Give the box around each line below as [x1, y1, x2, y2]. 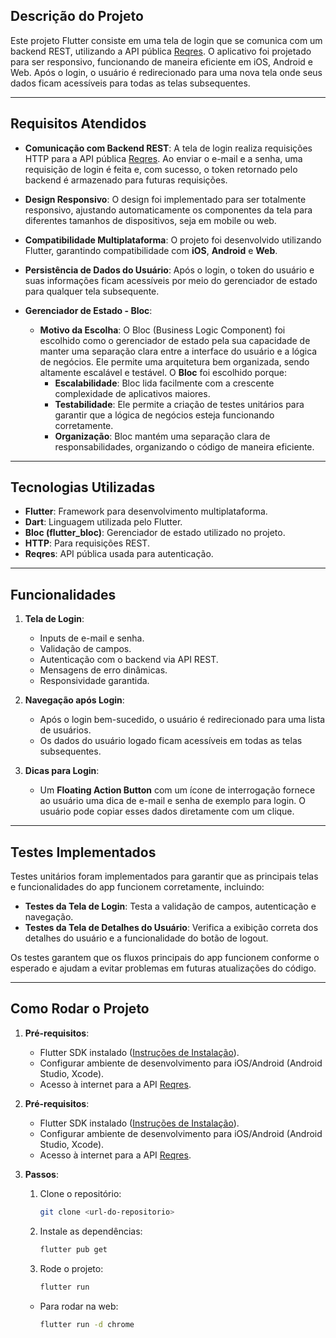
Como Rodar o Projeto [10, 1000, 150, 1018]
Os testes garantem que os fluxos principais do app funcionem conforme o [10, 952, 320, 964]
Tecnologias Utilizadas [10, 479, 156, 496]
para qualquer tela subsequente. [24, 285, 160, 297]
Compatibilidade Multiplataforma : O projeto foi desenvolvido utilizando [24, 234, 322, 246]
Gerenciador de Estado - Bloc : [24, 304, 153, 316]
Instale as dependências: [39, 1225, 143, 1237]
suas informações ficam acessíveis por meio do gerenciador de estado [24, 274, 318, 286]
